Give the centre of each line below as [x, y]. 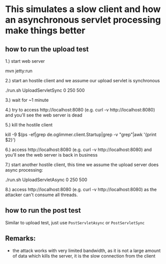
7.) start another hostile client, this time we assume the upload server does [82, 165]
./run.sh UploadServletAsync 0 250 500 [46, 180]
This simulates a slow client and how [83, 9]
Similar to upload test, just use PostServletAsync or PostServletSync [75, 222]
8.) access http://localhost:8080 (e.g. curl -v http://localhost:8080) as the [81, 189]
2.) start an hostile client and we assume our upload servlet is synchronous [82, 81]
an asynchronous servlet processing [83, 20]
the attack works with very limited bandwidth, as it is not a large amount [86, 250]
